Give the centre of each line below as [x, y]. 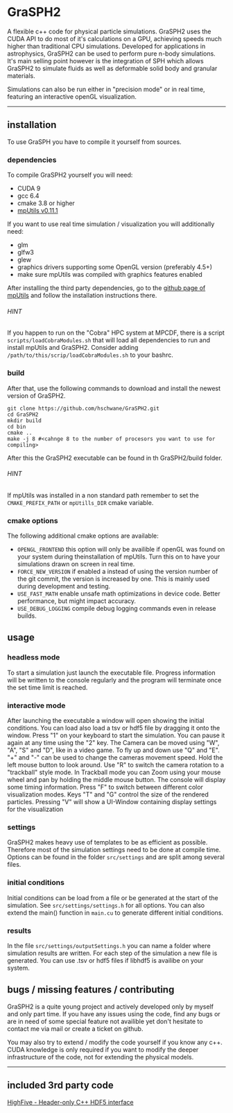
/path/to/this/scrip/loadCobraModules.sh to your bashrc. [90, 355]
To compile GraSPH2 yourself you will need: [70, 175]
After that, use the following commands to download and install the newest [114, 388]
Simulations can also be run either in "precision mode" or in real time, [106, 89]
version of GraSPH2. [36, 395]
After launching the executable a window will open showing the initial [106, 721]
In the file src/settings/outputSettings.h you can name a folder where [109, 945]
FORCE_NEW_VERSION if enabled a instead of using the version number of [118, 572]
